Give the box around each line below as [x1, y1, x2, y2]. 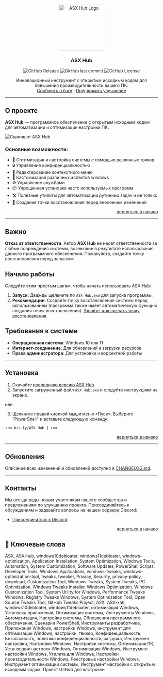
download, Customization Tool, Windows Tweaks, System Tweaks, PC [5, 579, 146, 585]
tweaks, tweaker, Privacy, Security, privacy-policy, [41, 574, 142, 579]
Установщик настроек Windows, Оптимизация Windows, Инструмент [5, 646, 148, 652]
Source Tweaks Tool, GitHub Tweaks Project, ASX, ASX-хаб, [5, 599, 126, 606]
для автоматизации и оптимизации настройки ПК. [5, 124, 109, 130]
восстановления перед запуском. [5, 256, 75, 262]
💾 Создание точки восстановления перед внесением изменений [12, 200, 147, 205]
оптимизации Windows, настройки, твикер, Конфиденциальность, [5, 630, 142, 636]
